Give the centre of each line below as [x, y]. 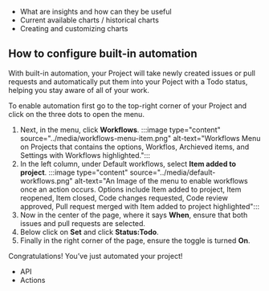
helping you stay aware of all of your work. [79, 90]
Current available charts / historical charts [89, 20]
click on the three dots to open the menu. [76, 114]
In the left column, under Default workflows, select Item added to [128, 164]
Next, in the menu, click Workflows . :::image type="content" [120, 129]
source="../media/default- [173, 172]
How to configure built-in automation [103, 54]
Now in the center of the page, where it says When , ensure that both [134, 215]
